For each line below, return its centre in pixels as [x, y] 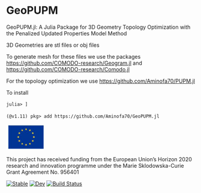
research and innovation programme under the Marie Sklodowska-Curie [95, 165]
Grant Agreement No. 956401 [43, 172]
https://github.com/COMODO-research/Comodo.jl [68, 69]
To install [17, 92]
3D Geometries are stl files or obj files [53, 45]
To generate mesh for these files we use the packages [73, 56]
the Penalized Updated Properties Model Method [67, 33]
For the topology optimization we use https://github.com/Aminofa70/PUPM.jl [100, 81]
